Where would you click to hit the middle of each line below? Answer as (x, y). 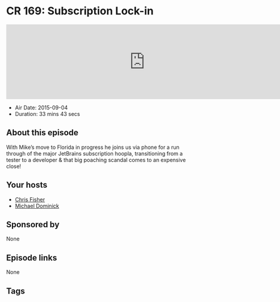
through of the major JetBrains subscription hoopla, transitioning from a (95, 153)
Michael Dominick (37, 206)
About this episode (42, 133)
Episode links (32, 257)
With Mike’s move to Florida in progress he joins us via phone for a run (93, 147)
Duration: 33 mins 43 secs (47, 114)
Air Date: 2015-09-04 (41, 107)
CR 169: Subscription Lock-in (80, 11)
